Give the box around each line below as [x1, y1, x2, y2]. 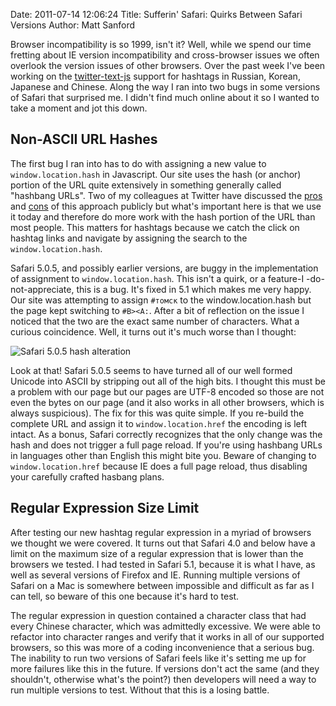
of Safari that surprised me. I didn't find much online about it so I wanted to [10, 92, 320, 103]
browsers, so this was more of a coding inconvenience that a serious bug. [10, 641, 315, 653]
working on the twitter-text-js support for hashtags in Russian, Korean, [10, 70, 301, 82]
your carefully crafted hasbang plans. [10, 470, 165, 483]
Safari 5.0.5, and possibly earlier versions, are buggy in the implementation [10, 262, 319, 274]
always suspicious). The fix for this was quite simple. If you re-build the [10, 407, 305, 419]
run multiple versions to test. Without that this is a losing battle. [10, 684, 270, 696]
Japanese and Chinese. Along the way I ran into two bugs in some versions [10, 81, 321, 93]
